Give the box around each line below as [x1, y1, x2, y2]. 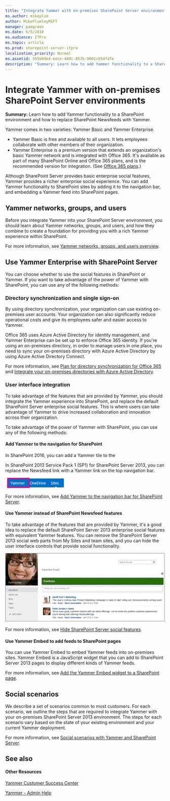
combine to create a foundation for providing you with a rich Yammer [5, 228, 149, 234]
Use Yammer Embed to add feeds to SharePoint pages [5, 638, 121, 644]
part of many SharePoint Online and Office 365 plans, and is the [12, 158, 146, 164]
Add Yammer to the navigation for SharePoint [5, 441, 103, 447]
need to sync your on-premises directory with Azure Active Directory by [5, 348, 156, 354]
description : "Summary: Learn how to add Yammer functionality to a [5, 61, 153, 67]
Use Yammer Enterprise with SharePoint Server [5, 258, 158, 266]
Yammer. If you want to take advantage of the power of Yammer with [5, 276, 149, 283]
